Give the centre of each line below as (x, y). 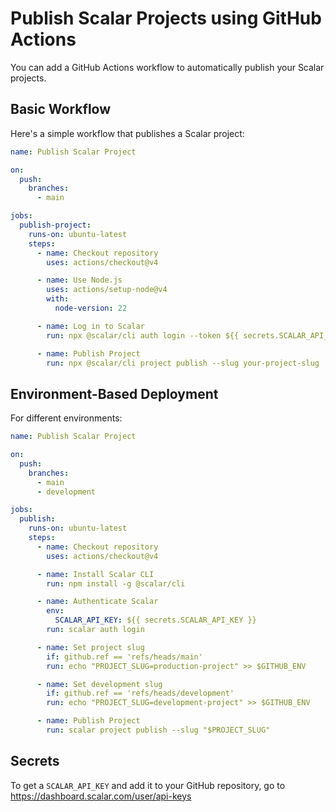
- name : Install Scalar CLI (95, 574)
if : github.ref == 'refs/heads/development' (140, 693)
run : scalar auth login (95, 630)
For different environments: (66, 418)
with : (58, 299)
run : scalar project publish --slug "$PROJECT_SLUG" (158, 730)
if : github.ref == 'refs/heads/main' (124, 657)
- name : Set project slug (90, 647)
